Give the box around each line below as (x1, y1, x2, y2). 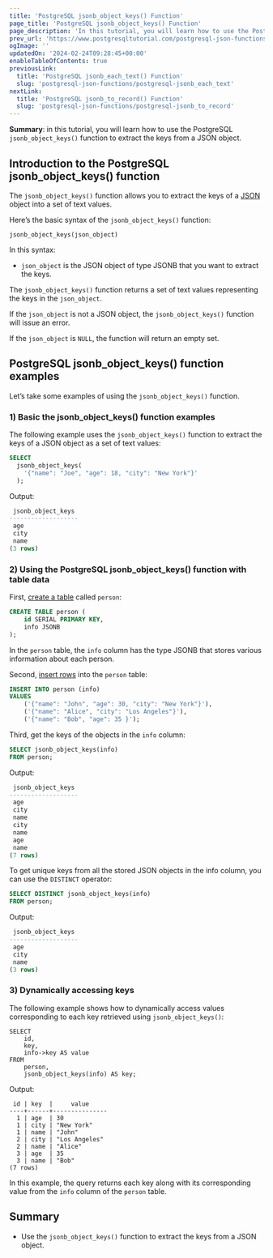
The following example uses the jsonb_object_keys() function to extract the (9, 430, 262, 440)
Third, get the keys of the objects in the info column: (9, 730, 186, 740)
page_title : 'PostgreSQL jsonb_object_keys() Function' (9, 19, 202, 28)
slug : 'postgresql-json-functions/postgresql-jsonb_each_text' (16, 79, 234, 87)
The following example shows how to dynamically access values (9, 1003, 225, 1013)
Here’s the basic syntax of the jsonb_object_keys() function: (9, 215, 211, 224)
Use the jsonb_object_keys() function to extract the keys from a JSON (20, 1231, 257, 1241)
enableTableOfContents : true (9, 58, 108, 66)
